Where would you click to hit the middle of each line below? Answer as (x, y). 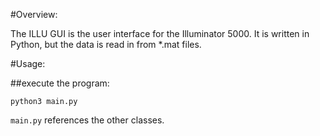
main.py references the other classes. (87, 120)
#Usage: (28, 63)
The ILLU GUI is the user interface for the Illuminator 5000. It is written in (160, 33)
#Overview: (34, 14)
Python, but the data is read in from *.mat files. (106, 44)
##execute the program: (60, 83)
